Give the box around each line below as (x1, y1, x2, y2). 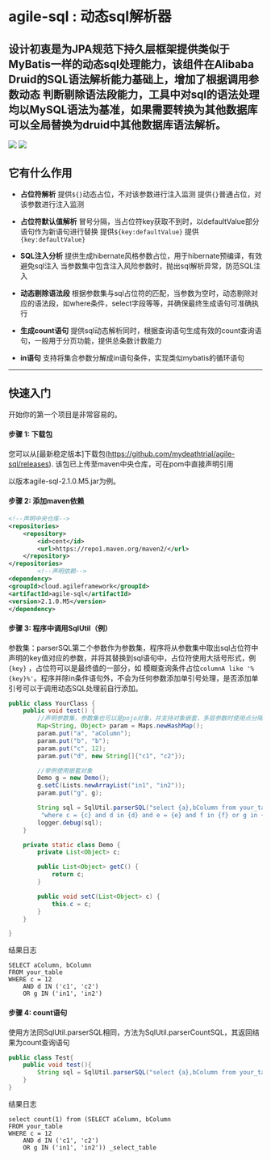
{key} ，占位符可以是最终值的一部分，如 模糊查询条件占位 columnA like (8, 663, 244, 673)
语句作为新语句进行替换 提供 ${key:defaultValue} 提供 (19, 226, 199, 236)
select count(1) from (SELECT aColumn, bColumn (8, 1115, 172, 1124)
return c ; (51, 871, 85, 879)
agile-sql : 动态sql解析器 (8, 7, 172, 26)
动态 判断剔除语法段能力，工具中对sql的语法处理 (19, 87, 260, 101)
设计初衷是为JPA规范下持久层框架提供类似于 (8, 42, 230, 56)
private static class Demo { (23, 841, 121, 849)
